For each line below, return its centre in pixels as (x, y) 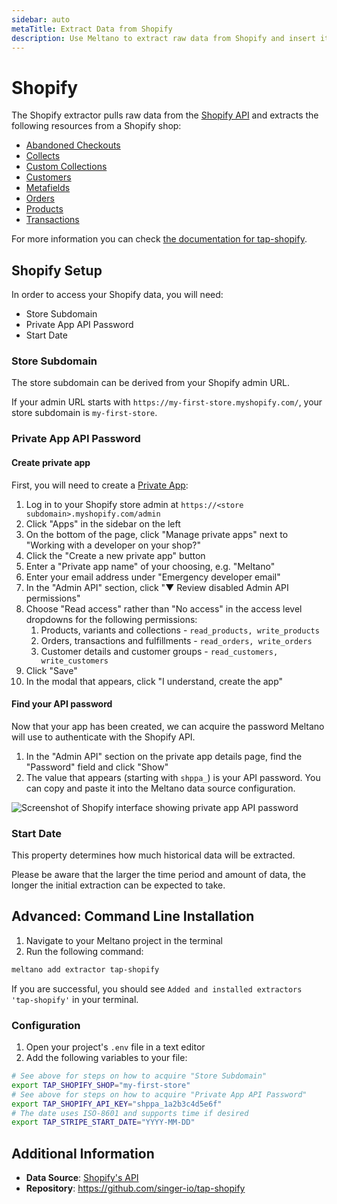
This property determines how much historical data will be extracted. (153, 855)
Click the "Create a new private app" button (115, 555)
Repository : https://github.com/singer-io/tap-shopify (135, 1188)
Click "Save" (51, 670)
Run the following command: (84, 951)
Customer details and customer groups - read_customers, (159, 651)
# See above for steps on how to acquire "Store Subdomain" (139, 1076)
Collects (43, 156)
